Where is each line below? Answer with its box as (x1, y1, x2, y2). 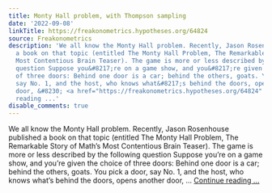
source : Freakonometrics (8, 34, 92, 43)
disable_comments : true (8, 102, 89, 110)
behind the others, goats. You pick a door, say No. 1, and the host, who (8, 167, 244, 177)
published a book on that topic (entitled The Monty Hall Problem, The (8, 132, 239, 142)
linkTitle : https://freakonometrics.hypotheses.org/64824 (8, 27, 208, 35)
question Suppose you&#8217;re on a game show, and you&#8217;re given (15, 65, 263, 73)
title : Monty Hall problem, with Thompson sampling (8, 11, 186, 20)
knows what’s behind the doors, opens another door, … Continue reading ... (8, 175, 260, 186)
